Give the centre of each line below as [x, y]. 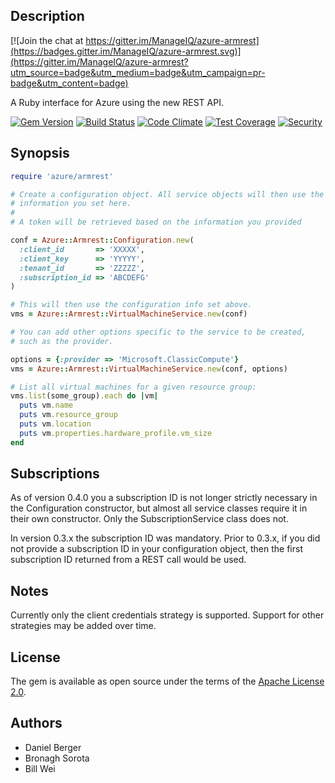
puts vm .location [55, 424]
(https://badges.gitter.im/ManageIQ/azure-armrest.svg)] [126, 51]
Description [47, 16]
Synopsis [40, 153]
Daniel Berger [53, 747]
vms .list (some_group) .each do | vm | [84, 396]
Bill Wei [40, 768]
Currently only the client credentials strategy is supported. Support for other [167, 615]
